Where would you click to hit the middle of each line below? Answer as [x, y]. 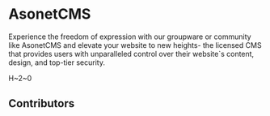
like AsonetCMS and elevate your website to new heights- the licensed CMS [135, 45]
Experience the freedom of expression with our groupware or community [130, 37]
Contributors [42, 103]
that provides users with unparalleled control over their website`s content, [131, 54]
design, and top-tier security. [57, 62]
